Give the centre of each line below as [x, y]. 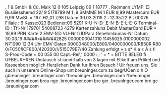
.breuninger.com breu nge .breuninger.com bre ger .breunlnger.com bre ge [82, 81]
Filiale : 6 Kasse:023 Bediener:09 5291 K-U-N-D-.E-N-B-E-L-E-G [71, 23]
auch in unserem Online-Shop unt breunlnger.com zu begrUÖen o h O [77, 70]
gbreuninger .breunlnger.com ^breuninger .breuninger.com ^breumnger [78, 75]
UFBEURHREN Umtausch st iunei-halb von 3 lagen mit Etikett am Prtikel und [83, 60]
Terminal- [148, 23]
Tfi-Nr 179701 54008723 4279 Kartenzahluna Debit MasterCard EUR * [85, 28]
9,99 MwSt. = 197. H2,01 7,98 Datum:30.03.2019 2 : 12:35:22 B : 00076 [77, 18]
